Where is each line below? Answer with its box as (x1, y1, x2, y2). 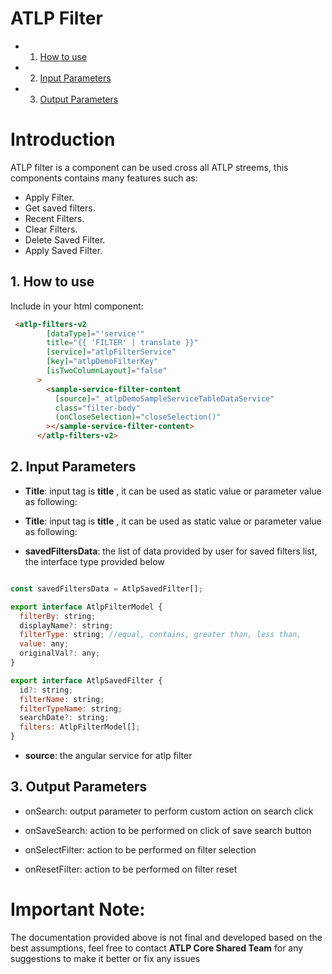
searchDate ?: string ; (19, 713, 110, 723)
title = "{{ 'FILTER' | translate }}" (46, 338, 199, 348)
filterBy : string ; (19, 611, 97, 621)
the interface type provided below (24, 555, 165, 567)
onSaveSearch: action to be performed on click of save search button (24, 824, 312, 836)
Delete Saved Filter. (24, 233, 106, 246)
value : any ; (19, 639, 70, 649)
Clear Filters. (24, 223, 78, 235)
